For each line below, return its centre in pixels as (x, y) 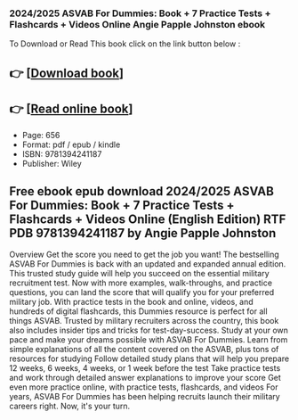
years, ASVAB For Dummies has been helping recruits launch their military (145, 397)
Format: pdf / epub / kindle (71, 144)
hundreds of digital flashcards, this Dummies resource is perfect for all (139, 311)
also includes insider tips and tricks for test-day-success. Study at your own (149, 330)
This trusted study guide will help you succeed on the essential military (139, 274)
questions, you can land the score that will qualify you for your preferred (142, 292)
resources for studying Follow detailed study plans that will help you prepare (149, 358)
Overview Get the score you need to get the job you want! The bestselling (145, 255)
